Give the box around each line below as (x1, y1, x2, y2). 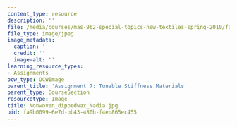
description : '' (7, 17, 55, 24)
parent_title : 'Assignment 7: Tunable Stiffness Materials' (7, 83, 188, 90)
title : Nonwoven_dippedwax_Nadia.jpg (7, 102, 119, 109)
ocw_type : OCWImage (7, 75, 65, 83)
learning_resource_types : (7, 63, 83, 70)
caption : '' (13, 43, 49, 50)
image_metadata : (7, 37, 55, 44)
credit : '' (13, 50, 46, 57)
